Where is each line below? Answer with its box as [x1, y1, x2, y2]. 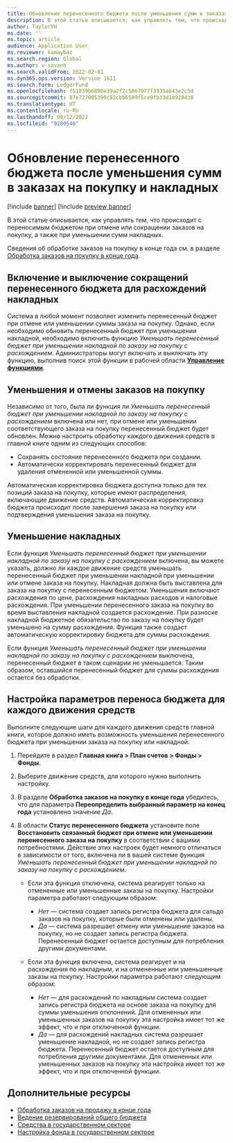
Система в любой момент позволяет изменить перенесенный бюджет [7, 312, 217, 321]
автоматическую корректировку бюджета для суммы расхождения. [7, 630, 212, 638]
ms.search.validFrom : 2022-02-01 [7, 68, 104, 75]
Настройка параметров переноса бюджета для [7, 693, 225, 706]
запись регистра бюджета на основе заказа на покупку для [37, 1000, 216, 1009]
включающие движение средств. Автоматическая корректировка [7, 496, 204, 504]
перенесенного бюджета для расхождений [7, 282, 207, 294]
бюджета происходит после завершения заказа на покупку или [7, 503, 196, 512]
